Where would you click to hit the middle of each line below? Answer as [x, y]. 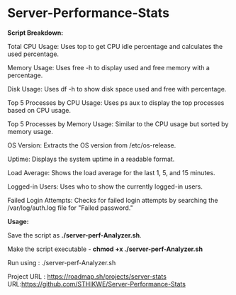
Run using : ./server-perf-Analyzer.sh [62, 262]
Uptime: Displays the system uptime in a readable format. [91, 159]
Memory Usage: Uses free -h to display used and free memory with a [109, 67]
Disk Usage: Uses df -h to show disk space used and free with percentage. [117, 89]
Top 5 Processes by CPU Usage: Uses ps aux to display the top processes [116, 102]
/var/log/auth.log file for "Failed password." [70, 208]
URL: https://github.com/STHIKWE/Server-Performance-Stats [97, 284]
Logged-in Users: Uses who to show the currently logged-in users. [105, 187]
